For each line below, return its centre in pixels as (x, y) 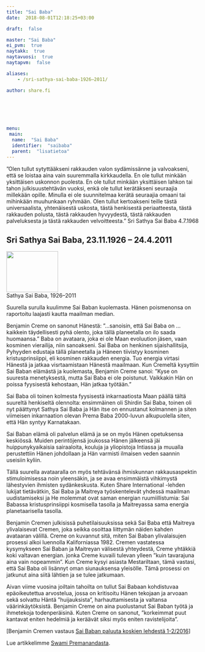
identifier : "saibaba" (42, 146)
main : (16, 134)
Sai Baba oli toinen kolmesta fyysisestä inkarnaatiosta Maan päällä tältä (96, 396)
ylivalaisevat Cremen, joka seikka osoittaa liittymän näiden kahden (90, 530)
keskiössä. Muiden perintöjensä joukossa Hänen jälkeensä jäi (83, 441)
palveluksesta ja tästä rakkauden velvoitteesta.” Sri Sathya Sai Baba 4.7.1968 (102, 220)
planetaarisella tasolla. (35, 511)
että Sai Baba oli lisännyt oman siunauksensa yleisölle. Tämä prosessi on (98, 568)
